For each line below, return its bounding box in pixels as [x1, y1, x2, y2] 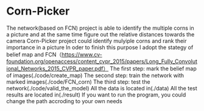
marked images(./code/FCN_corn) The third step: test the [6, 78, 150, 86]
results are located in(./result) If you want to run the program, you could [6, 91, 186, 98]
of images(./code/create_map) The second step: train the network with [6, 72, 185, 79]
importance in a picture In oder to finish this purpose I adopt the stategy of [6, 44, 194, 51]
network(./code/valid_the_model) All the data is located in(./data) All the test [6, 84, 198, 92]
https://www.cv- [62, 50, 102, 58]
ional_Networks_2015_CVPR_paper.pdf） [6, 65, 109, 72]
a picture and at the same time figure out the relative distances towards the [6, 30, 195, 38]
